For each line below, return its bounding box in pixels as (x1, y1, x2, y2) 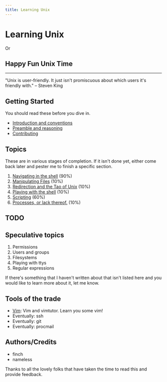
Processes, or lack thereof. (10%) (12, 199, 81, 205)
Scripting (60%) (12, 194, 46, 200)
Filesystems (12, 255, 37, 261)
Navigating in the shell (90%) (12, 173, 73, 179)
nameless (12, 356, 32, 362)
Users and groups (12, 249, 50, 255)
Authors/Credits (5, 338, 57, 346)
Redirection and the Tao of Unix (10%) (12, 184, 90, 190)
